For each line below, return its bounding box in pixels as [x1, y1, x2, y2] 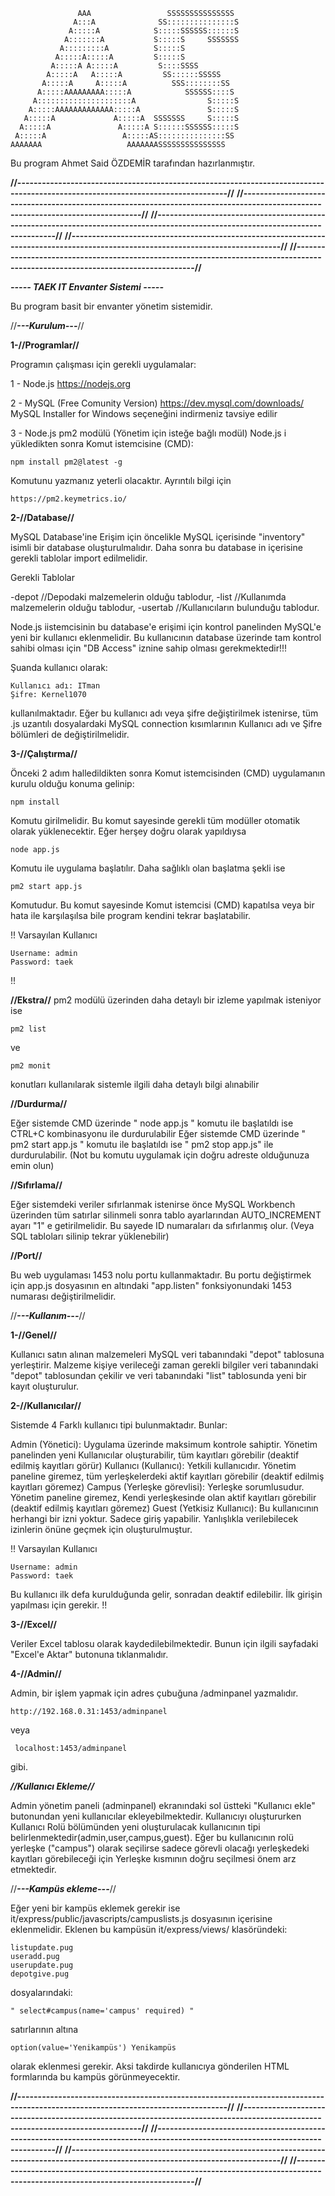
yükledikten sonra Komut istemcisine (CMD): [10, 438, 194, 449]
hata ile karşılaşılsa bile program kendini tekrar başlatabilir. [10, 910, 251, 921]
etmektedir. [10, 1864, 57, 1875]
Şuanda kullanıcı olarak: [10, 662, 108, 673]
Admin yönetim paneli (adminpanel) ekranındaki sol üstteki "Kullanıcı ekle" [10, 1800, 316, 1811]
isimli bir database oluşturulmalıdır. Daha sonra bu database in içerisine [10, 542, 303, 553]
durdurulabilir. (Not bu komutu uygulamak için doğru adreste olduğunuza [10, 1149, 310, 1161]
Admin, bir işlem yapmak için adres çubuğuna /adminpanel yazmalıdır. [10, 1687, 299, 1699]
